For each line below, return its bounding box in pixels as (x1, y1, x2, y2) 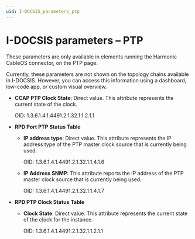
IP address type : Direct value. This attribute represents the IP (23, 134, 172, 141)
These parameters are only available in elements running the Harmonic (6, 53, 177, 60)
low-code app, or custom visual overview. (6, 83, 107, 90)
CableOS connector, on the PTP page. (6, 59, 98, 66)
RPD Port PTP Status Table (14, 123, 81, 130)
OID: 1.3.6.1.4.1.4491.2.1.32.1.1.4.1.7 (23, 187, 104, 194)
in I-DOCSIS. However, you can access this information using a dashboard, (6, 77, 187, 84)
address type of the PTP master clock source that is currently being (23, 141, 187, 148)
